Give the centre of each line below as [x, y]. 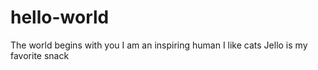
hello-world [60, 17]
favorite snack [40, 55]
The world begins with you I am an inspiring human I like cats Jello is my [159, 45]
